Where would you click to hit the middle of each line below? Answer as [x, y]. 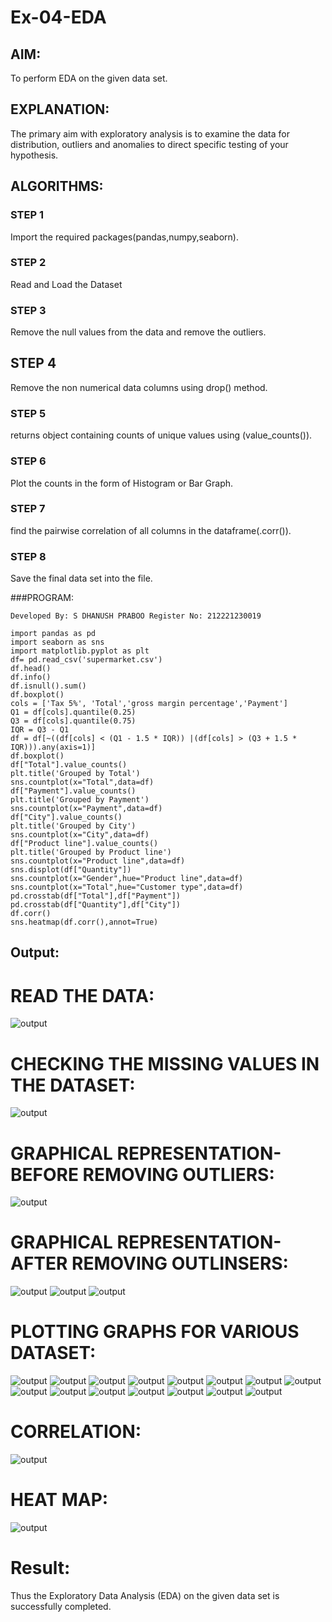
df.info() [31, 677]
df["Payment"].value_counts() [73, 791]
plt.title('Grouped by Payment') [80, 800]
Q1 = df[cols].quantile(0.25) [73, 712]
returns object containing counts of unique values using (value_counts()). [161, 435]
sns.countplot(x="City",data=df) [80, 835]
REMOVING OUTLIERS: [178, 1174]
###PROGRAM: [42, 598]
